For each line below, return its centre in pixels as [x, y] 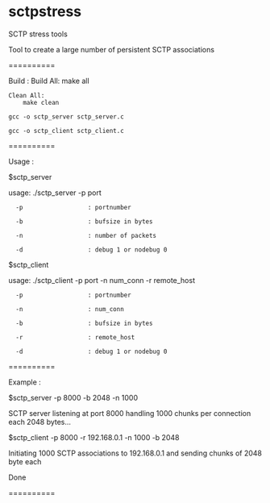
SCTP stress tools [38, 34]
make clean [41, 102]
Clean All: [27, 95]
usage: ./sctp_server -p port [55, 193]
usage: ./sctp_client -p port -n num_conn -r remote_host [102, 280]
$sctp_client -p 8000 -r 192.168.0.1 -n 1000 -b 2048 [94, 437]
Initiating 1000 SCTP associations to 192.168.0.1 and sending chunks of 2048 [135, 453]
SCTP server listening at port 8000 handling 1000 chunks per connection [130, 413]
